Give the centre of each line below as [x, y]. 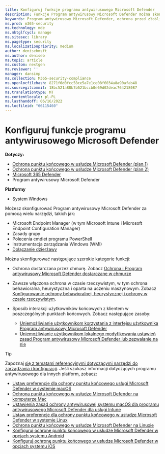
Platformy [15, 189]
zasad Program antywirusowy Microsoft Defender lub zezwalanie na [89, 339]
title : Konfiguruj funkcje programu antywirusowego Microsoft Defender [80, 10]
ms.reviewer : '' [22, 70]
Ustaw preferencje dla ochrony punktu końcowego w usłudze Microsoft [84, 415]
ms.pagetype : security [28, 42]
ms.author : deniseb [25, 55]
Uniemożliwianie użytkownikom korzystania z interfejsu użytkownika [89, 323]
